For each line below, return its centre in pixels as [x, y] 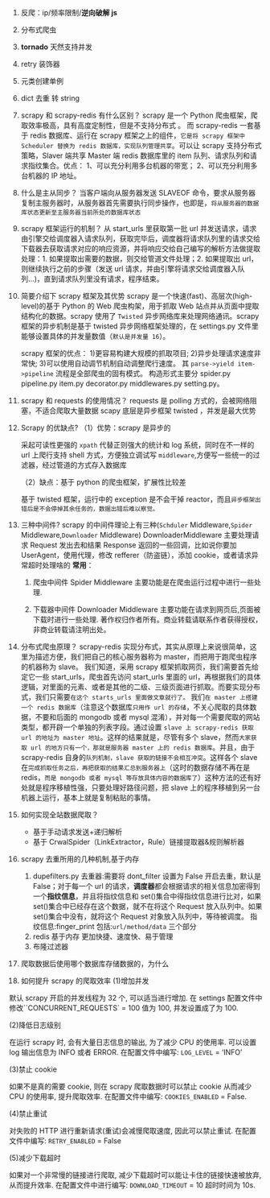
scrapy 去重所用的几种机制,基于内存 [80, 859]
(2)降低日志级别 [35, 1025]
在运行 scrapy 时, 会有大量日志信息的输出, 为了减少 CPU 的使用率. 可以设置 [133, 1042]
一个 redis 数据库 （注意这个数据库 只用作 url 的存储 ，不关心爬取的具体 [135, 707]
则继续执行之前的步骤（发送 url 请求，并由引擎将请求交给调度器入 [129, 269]
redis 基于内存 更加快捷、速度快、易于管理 [103, 936]
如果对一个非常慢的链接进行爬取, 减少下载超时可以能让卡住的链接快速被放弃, [135, 1175]
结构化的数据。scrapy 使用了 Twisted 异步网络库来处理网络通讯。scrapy [140, 316]
